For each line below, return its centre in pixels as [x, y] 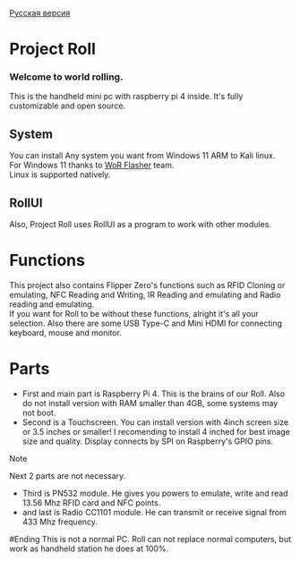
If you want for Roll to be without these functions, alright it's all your [134, 314]
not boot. [39, 412]
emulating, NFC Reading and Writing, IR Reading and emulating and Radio [145, 295]
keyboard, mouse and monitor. [66, 333]
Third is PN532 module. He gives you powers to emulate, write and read [155, 493]
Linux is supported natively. [60, 174]
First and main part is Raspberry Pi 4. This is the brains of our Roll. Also [153, 394]
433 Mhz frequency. [60, 522]
